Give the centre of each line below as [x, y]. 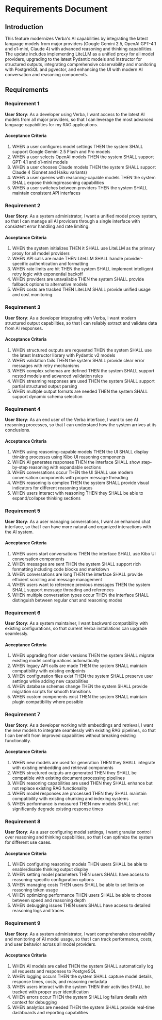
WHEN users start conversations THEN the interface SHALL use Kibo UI [84, 553]
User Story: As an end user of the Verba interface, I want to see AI [72, 420]
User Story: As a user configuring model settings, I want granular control [78, 832]
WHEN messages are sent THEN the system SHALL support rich [76, 564]
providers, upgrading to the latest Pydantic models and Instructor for [73, 59]
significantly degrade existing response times [57, 809]
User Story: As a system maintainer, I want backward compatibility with [77, 623]
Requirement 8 [23, 821]
